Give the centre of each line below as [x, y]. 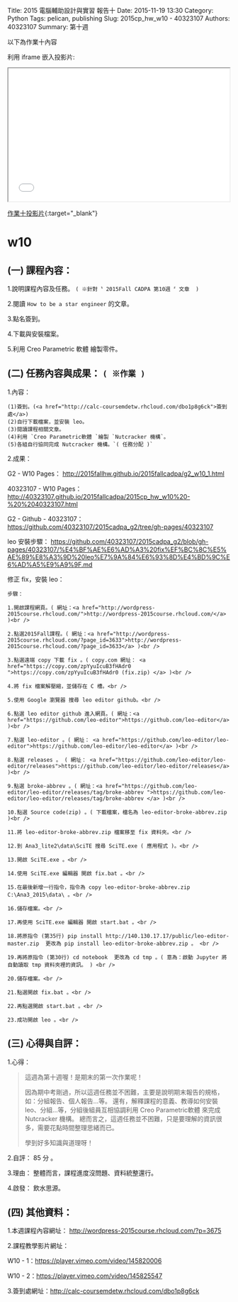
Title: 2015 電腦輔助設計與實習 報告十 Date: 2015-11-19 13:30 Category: [110, 10]
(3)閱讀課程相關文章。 [36, 429]
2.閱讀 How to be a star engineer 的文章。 [70, 303]
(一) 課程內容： [40, 270]
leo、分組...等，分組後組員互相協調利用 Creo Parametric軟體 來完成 [123, 1110]
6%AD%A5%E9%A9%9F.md [50, 564]
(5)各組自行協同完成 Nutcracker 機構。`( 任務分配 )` [80, 444]
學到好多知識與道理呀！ [59, 1142]
